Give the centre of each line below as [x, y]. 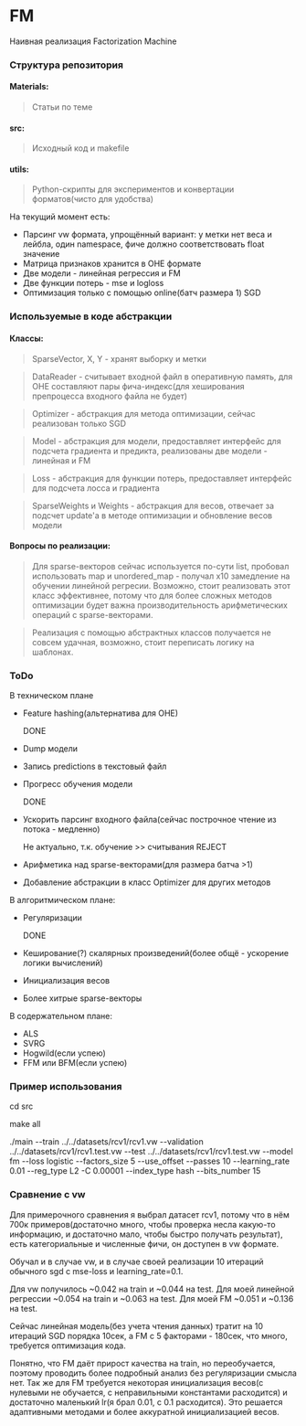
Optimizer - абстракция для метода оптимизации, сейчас [143, 413]
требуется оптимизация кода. [68, 1346]
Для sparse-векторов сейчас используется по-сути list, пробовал [160, 566]
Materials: [29, 87]
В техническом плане [52, 696]
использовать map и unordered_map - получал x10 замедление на [161, 576]
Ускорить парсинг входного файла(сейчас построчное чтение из [149, 820]
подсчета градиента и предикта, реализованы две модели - [149, 451]
